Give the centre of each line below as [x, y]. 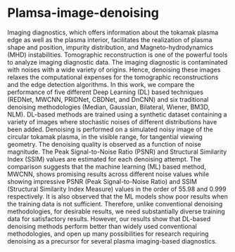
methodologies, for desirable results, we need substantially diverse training [116, 211]
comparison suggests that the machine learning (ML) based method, [107, 166]
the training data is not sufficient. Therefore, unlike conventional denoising [115, 204]
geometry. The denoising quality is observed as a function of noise [104, 144]
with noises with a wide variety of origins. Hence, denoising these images [114, 69]
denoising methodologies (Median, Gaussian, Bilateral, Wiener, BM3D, [109, 107]
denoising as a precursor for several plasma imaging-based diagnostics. [112, 241]
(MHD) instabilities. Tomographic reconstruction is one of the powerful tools [118, 55]
